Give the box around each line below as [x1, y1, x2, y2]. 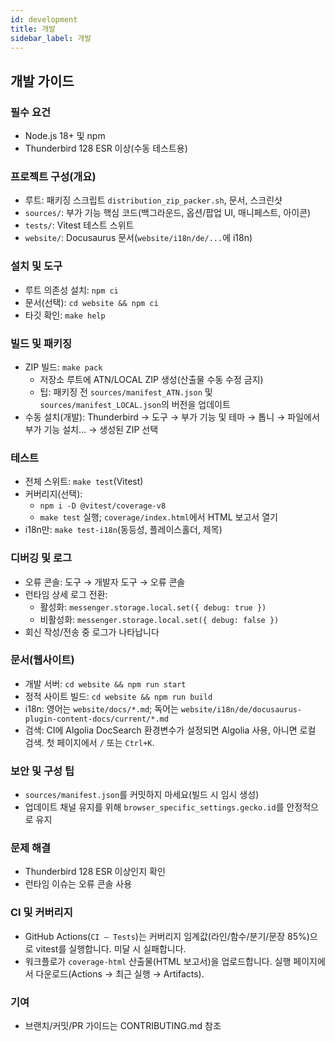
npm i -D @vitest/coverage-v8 [39, 501, 167, 511]
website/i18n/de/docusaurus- [180, 704, 303, 715]
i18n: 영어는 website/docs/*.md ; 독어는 [24, 702, 179, 715]
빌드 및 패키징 [10, 336, 73, 350]
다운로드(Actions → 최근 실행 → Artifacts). [35, 967, 205, 980]
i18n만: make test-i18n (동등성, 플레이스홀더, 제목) [24, 524, 223, 536]
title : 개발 [10, 24, 57, 34]
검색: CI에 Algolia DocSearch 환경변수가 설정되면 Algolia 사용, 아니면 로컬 [24, 724, 317, 736]
